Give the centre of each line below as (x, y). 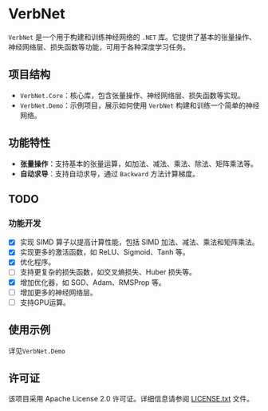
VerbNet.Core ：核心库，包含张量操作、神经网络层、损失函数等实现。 (132, 95)
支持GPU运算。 (45, 302)
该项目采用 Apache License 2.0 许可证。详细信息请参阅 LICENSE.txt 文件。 (131, 399)
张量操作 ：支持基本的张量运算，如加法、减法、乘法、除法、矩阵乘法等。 (138, 164)
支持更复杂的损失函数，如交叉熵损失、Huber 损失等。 (108, 272)
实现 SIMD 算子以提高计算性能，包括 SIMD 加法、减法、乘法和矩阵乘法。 (139, 242)
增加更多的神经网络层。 (58, 292)
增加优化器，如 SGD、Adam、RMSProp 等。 (93, 282)
